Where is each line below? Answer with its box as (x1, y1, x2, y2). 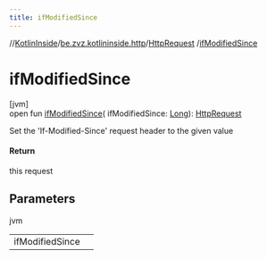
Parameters (9, 191, 76, 206)
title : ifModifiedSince (9, 13, 98, 22)
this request (9, 165, 54, 176)
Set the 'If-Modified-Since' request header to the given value (9, 125, 234, 136)
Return (9, 146, 36, 156)
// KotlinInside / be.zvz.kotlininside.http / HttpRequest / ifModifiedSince (9, 38, 258, 48)
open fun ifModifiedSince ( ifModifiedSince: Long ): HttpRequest (9, 108, 242, 119)
